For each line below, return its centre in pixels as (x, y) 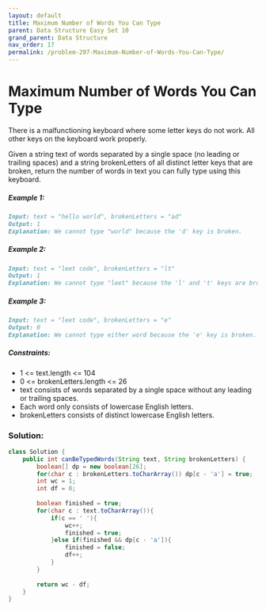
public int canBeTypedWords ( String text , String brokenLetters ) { (134, 459)
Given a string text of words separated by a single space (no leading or (124, 154)
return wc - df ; (63, 584)
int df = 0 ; (57, 489)
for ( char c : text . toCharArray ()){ (95, 511)
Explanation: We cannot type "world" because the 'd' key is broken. (125, 231)
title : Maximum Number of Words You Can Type (84, 23)
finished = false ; (95, 547)
